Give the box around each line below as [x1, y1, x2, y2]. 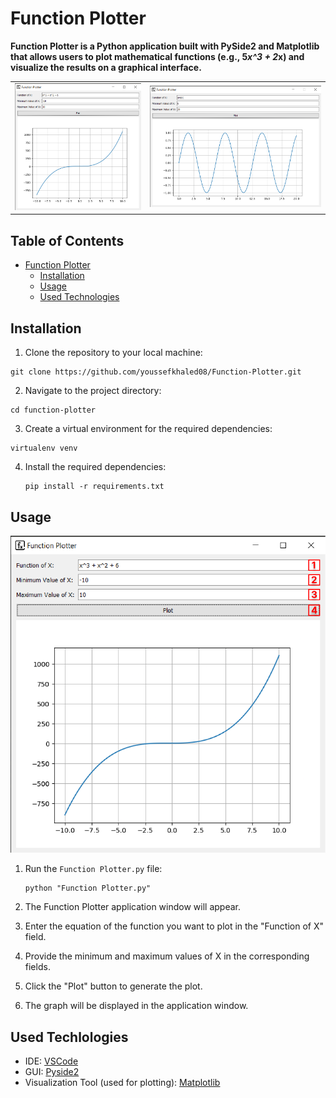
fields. [24, 961, 51, 973]
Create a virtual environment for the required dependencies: [24, 423, 273, 435]
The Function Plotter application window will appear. [24, 901, 241, 913]
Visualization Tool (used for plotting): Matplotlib [24, 1077, 221, 1089]
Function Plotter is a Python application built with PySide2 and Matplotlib [10, 40, 320, 52]
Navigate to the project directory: [24, 385, 162, 397]
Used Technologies [39, 291, 120, 303]
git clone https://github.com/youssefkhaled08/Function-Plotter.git [10, 367, 302, 377]
